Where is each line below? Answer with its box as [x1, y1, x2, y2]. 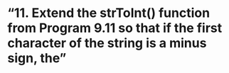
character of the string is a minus [7, 35, 207, 51]
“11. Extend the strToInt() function [7, 5, 211, 21]
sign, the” [7, 50, 67, 67]
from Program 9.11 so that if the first [7, 20, 223, 36]
